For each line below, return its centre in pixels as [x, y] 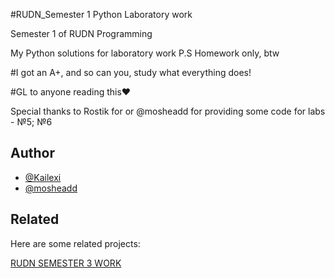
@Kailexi [43, 177]
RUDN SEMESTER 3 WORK [66, 263]
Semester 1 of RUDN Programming [81, 33]
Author [32, 153]
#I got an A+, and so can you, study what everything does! [131, 72]
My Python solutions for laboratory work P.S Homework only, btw [145, 53]
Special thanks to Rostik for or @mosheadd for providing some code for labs [168, 111]
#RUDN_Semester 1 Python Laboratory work [101, 14]
